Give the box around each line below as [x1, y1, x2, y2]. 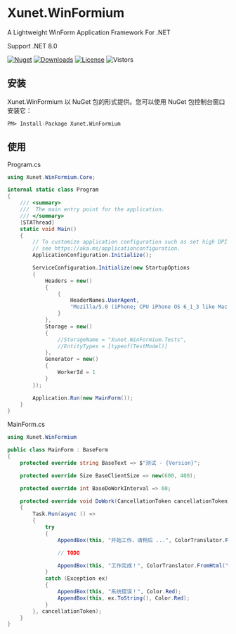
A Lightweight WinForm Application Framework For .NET [7, 28, 171, 37]
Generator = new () [44, 356, 99, 363]
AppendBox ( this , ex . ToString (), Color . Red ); [57, 595, 190, 602]
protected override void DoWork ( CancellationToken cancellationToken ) [20, 497, 231, 505]
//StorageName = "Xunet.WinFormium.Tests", [57, 336, 188, 343]
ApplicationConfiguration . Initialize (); [32, 251, 152, 259]
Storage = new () [44, 323, 93, 330]
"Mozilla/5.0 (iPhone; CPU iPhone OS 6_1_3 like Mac [70, 303, 228, 310]
